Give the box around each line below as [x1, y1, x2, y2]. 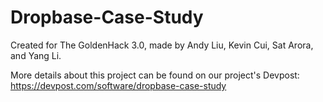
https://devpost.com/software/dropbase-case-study [10, 79, 227, 91]
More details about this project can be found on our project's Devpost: [10, 69, 300, 81]
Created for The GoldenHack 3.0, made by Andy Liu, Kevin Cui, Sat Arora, [10, 39, 314, 51]
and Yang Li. [10, 49, 62, 61]
